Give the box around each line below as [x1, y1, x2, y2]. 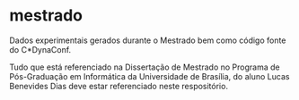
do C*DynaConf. [9, 44, 72, 54]
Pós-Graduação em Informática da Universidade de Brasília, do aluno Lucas [9, 71, 290, 81]
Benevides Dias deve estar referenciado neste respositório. [9, 80, 229, 91]
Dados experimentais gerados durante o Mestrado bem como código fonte [9, 35, 286, 46]
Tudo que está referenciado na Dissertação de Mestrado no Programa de [9, 62, 280, 72]
